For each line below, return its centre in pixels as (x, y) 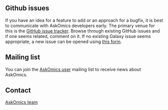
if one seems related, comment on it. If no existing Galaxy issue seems (78, 36)
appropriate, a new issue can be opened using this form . (63, 41)
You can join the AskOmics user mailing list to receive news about (73, 69)
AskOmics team (22, 102)
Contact (18, 90)
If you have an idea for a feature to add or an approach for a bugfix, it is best (84, 20)
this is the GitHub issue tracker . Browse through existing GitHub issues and (82, 31)
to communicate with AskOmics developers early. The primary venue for (80, 25)
